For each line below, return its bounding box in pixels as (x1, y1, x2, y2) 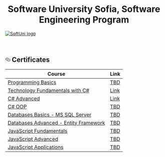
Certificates (11, 56, 50, 64)
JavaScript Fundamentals (7, 127, 67, 134)
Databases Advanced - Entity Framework (7, 119, 105, 126)
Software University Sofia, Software (7, 3, 160, 15)
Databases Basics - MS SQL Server (7, 111, 91, 118)
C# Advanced (7, 95, 40, 102)
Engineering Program (39, 14, 129, 25)
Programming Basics (7, 79, 56, 86)
